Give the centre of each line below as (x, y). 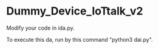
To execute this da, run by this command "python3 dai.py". (79, 39)
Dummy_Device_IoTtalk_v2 (75, 11)
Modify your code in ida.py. (40, 28)
